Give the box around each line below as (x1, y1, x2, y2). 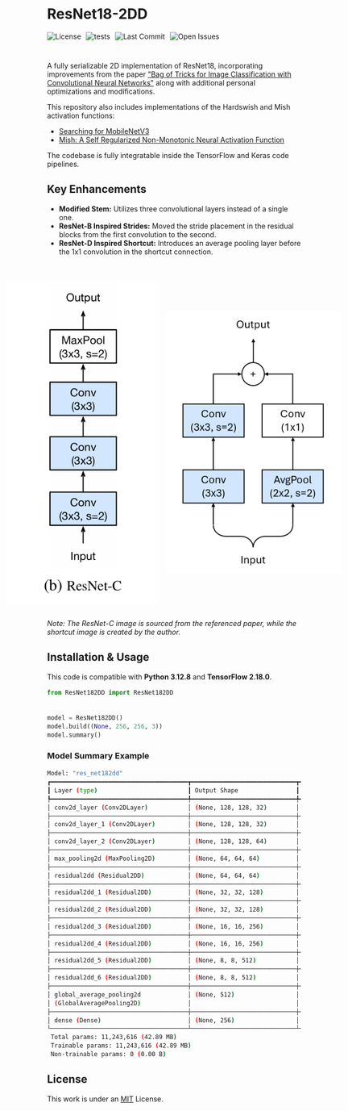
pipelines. (47, 159, 80, 169)
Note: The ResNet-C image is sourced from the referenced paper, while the (47, 618, 297, 628)
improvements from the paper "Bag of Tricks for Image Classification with (47, 69, 292, 79)
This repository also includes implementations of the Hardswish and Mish (47, 102, 291, 111)
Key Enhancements (47, 182, 147, 196)
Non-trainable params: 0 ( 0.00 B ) (50, 1050, 167, 1059)
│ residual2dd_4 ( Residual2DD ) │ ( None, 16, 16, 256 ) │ (47, 939, 300, 948)
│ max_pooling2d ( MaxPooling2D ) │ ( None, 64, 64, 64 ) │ (47, 854, 300, 862)
